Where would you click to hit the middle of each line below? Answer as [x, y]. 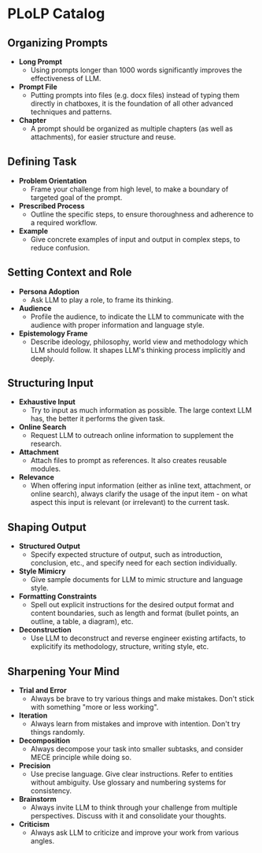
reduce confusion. [60, 247]
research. [46, 444]
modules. [46, 469]
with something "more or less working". [94, 707]
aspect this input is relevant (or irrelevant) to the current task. [130, 503]
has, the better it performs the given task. [98, 419]
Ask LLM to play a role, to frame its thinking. [102, 299]
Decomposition [44, 740]
